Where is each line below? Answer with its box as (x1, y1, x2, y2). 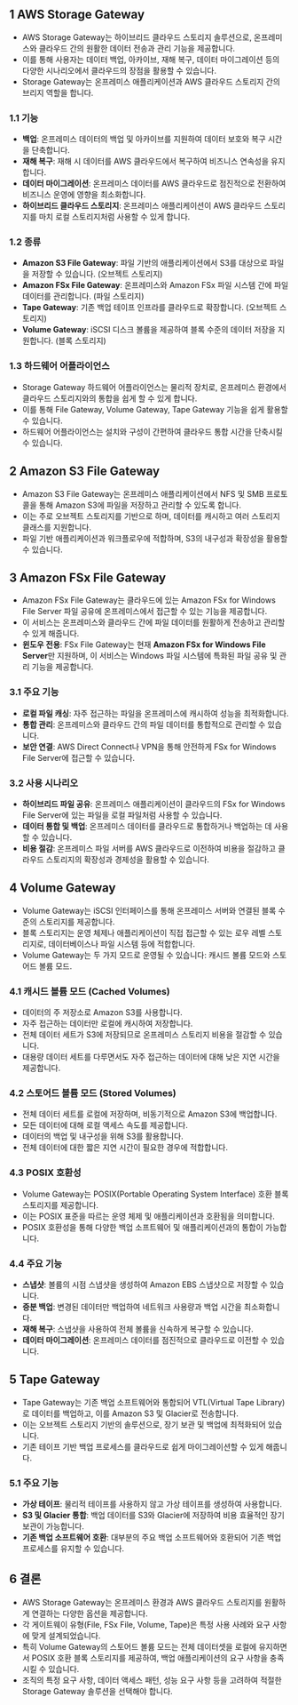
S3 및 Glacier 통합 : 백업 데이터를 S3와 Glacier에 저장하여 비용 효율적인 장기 (21, 1510, 286, 1521)
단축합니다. (31, 145, 71, 156)
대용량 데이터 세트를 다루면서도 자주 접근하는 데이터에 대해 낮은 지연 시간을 (21, 1052, 281, 1062)
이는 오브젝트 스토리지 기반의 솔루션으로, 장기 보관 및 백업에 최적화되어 (21, 1419, 266, 1429)
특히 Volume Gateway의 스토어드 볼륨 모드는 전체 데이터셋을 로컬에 (21, 1641, 257, 1652)
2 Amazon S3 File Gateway (9, 464, 161, 479)
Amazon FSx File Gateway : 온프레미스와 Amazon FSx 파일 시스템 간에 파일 (21, 280, 289, 291)
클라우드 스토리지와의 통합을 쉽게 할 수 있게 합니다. (21, 393, 198, 404)
